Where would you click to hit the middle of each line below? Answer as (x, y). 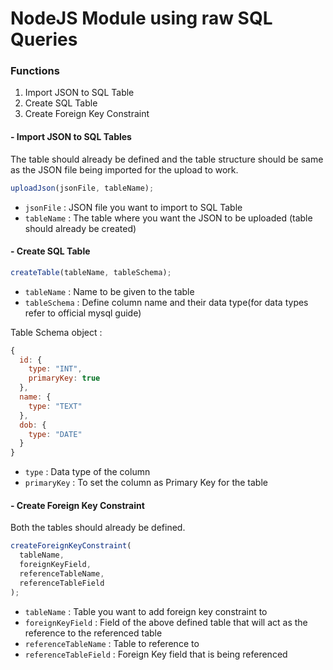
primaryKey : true (64, 378)
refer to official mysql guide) (83, 313)
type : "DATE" (55, 434)
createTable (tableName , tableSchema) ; (91, 272)
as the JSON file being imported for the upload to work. (124, 169)
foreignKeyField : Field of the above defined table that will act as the (166, 622)
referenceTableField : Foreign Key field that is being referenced (156, 654)
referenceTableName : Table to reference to (112, 643)
